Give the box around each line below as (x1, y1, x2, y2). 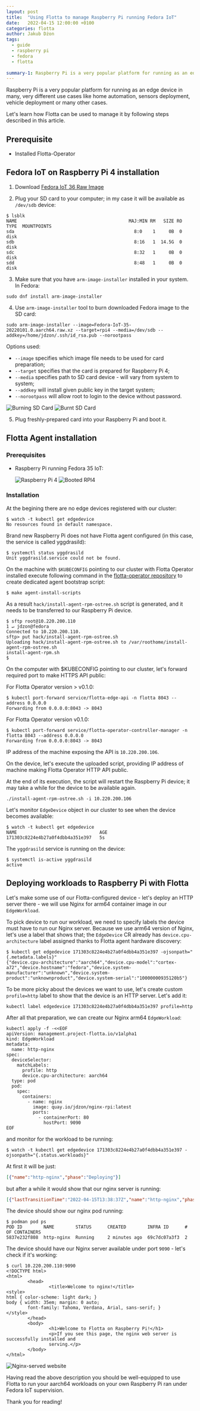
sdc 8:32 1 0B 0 (6, 249, 183, 255)
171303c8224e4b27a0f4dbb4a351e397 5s (6, 835, 105, 841)
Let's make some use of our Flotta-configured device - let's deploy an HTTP (6, 894, 193, 901)
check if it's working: (6, 1251, 58, 1259)
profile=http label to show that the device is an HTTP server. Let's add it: (6, 992, 187, 999)
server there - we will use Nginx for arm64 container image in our (6, 900, 167, 908)
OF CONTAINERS (6, 1229, 42, 1235)
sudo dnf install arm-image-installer (6, 294, 102, 300)
